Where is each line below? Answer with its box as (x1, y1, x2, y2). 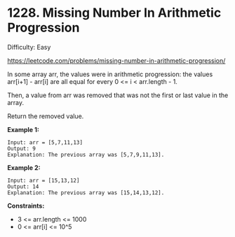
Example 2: (7, 163, 41, 172)
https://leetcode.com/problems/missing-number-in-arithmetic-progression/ (7, 56, 226, 64)
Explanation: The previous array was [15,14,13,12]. (7, 189, 165, 196)
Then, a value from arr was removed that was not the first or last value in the (7, 91, 229, 99)
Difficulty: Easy (7, 43, 51, 51)
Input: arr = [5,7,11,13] (7, 138, 83, 146)
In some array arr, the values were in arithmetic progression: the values (7, 70, 213, 78)
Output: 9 (7, 145, 36, 152)
